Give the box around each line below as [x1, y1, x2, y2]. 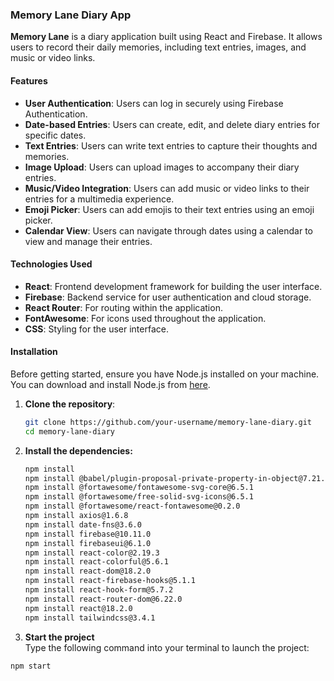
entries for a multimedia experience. [24, 193, 175, 205]
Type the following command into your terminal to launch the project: [24, 641, 310, 653]
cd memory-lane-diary [24, 426, 115, 437]
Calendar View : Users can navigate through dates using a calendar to [24, 224, 314, 237]
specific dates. [24, 129, 87, 141]
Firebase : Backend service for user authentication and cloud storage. [24, 291, 312, 303]
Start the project [24, 631, 95, 643]
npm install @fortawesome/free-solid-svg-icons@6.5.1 [24, 492, 254, 502]
